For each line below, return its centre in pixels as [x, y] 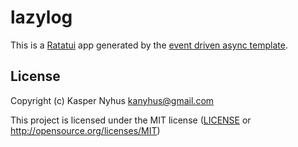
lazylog [41, 17]
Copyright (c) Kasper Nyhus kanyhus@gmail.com [112, 100]
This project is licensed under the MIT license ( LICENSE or [131, 120]
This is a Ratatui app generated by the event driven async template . [149, 45]
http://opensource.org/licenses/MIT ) [85, 130]
